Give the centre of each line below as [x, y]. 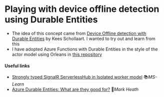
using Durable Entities [51, 20]
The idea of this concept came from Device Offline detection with [79, 33]
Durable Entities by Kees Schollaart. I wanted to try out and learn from [83, 39]
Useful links [17, 66]
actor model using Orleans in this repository [57, 54]
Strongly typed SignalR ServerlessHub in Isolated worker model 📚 [80, 77]
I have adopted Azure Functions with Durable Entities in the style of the [85, 49]
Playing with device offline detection [82, 9]
